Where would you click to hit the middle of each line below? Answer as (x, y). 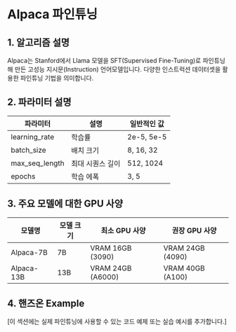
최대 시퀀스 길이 (96, 163)
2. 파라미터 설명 (39, 102)
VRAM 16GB (111, 248)
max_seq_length (38, 163)
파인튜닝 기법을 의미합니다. (57, 78)
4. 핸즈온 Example (46, 304)
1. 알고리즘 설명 (39, 42)
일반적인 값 (147, 123)
